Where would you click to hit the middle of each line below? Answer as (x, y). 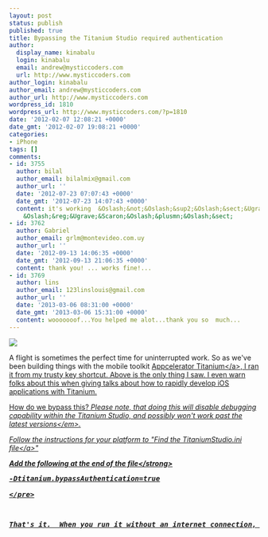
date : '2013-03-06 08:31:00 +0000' (75, 305)
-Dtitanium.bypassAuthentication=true (85, 478)
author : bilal (39, 172)
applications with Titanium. (53, 391)
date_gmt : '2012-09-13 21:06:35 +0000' (82, 260)
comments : (25, 156)
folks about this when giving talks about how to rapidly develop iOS (119, 383)
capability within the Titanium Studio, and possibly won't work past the (126, 415)
